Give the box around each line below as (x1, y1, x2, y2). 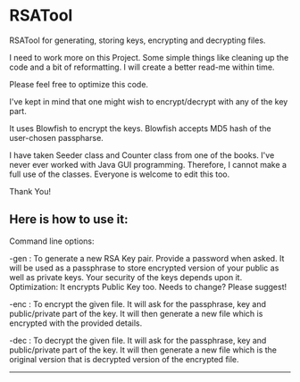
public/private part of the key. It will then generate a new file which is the (9, 345, 278, 355)
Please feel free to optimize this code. (9, 79, 149, 89)
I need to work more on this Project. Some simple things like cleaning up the (9, 52, 289, 62)
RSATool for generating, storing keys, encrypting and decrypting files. (9, 35, 266, 46)
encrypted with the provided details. (9, 318, 143, 328)
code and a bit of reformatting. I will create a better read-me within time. (9, 62, 275, 72)
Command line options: (9, 236, 95, 246)
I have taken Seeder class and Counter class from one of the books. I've (9, 149, 275, 161)
